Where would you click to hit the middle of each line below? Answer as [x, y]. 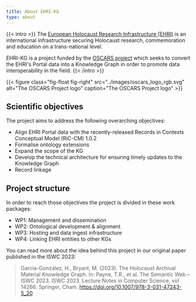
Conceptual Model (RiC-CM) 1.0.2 [56, 139]
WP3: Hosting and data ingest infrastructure [68, 233]
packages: [19, 209]
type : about [21, 17]
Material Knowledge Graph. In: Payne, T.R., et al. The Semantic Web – [105, 274]
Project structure [38, 188]
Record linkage [33, 170]
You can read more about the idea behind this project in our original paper [96, 251]
